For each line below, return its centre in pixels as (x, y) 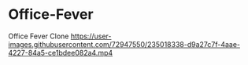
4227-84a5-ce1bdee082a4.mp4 (61, 52)
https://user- (91, 36)
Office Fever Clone (39, 36)
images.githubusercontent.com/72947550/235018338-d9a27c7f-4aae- (124, 44)
